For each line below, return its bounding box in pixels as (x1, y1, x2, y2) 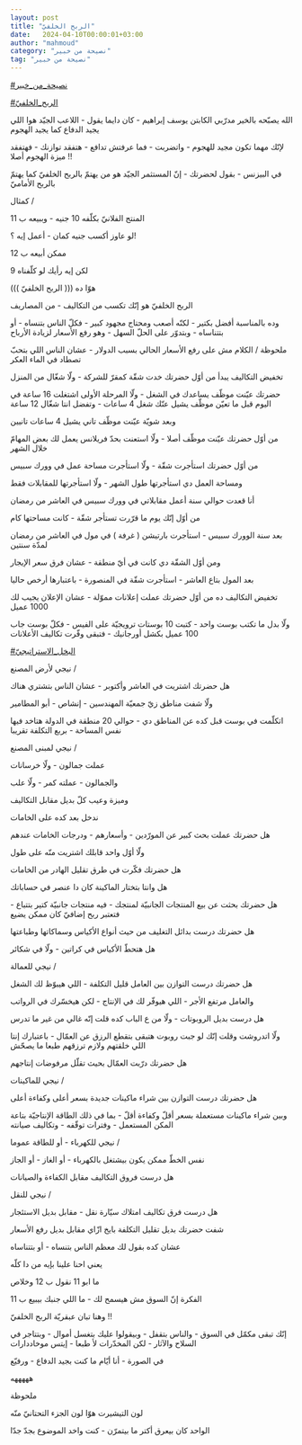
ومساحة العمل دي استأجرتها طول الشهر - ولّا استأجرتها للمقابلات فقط (10, 477, 243, 488)
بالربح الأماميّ (10, 178, 56, 189)
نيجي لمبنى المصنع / (10, 743, 77, 753)
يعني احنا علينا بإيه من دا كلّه (10, 1259, 102, 1269)
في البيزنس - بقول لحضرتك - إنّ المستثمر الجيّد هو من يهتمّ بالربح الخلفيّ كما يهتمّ (10, 168, 282, 179)
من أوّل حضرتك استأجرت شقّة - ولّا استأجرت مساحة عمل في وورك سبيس (10, 460, 259, 470)
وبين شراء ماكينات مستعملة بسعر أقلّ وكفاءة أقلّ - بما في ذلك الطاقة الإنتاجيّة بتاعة (10, 1110, 288, 1120)
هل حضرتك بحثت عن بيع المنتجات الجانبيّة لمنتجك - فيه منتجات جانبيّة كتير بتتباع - (10, 899, 278, 909)
